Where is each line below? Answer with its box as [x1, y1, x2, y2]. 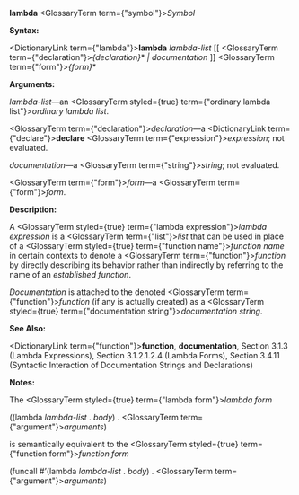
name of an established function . [9, 270, 132, 279]
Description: [9, 204, 57, 215]
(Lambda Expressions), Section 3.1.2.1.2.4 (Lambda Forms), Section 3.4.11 [9, 350, 280, 360]
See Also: [9, 323, 47, 333]
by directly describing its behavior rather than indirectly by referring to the [9, 260, 284, 270]
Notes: [9, 377, 36, 387]
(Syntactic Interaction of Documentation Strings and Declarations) [9, 359, 254, 370]
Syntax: [9, 25, 40, 35]
